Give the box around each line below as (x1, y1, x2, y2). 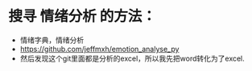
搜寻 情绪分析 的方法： (8, 7, 157, 26)
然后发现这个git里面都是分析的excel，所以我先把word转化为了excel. (19, 53, 246, 63)
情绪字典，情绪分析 (19, 35, 85, 45)
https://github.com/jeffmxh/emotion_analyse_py (19, 44, 180, 53)
